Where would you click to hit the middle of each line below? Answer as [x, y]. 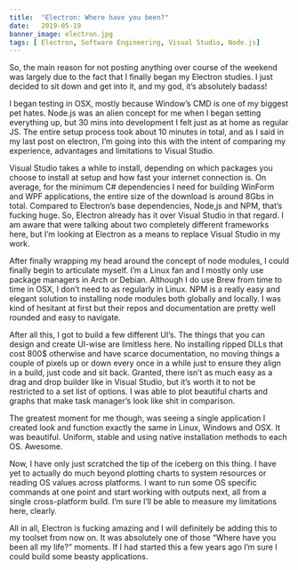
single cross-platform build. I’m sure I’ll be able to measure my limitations [143, 502]
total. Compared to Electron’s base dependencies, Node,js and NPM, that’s [146, 206]
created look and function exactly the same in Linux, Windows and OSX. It [145, 428]
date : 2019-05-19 [45, 26]
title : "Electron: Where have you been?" [89, 17]
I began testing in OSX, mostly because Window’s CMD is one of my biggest [149, 104]
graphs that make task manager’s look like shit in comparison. [122, 401]
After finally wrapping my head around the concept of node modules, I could [149, 261]
